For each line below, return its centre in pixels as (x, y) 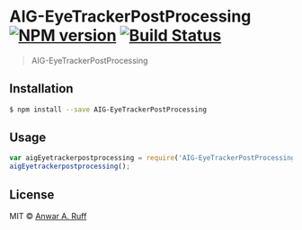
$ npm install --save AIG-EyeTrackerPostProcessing (108, 110)
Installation (41, 88)
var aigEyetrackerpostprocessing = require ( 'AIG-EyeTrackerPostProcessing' (154, 158)
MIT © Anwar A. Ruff (48, 216)
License (32, 195)
